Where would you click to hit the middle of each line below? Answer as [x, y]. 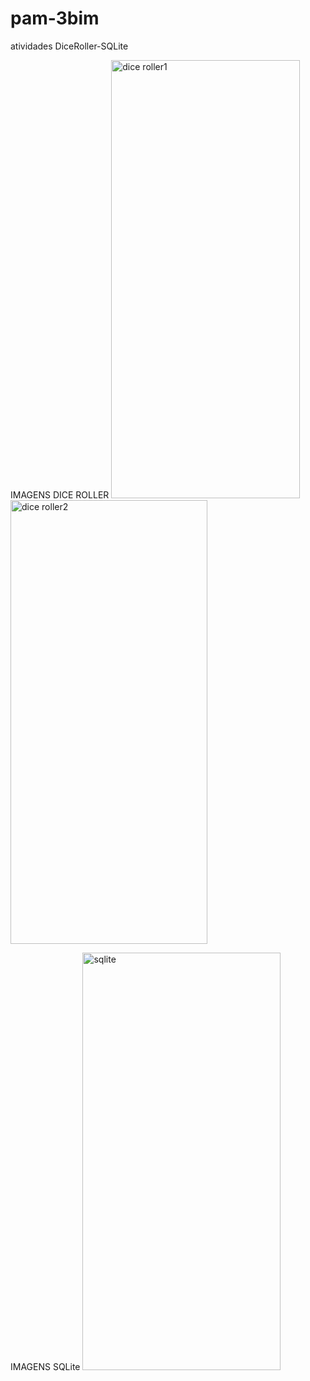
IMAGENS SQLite [45, 1366]
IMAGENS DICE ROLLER [60, 494]
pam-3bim [55, 18]
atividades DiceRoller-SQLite [69, 46]
